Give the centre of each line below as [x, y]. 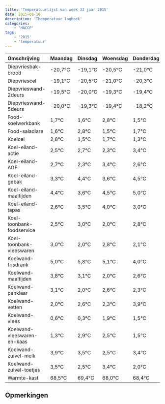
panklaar [18, 293]
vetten [15, 307]
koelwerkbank [24, 123]
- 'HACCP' [24, 28]
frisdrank [18, 265]
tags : [11, 32]
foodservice [21, 230]
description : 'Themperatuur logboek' [44, 19]
